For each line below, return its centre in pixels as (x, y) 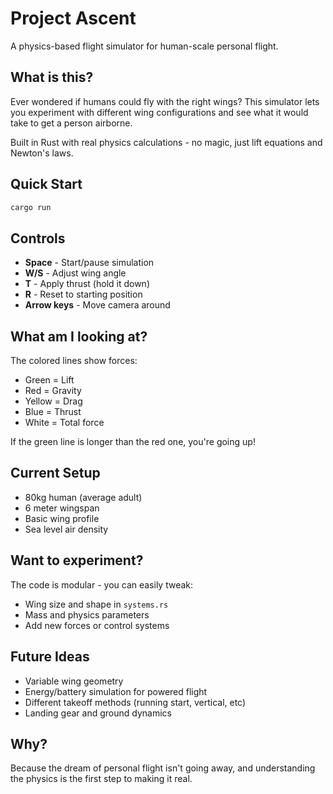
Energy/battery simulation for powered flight (116, 691)
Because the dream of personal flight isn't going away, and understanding (163, 768)
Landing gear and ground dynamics (98, 713)
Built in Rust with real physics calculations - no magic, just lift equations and (166, 142)
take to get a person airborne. (71, 123)
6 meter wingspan (62, 508)
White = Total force (64, 423)
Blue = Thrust (53, 412)
